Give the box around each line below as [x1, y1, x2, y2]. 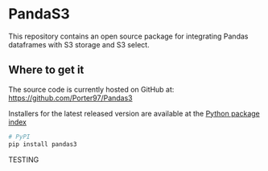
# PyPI [8, 132, 31, 140]
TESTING [8, 154, 39, 165]
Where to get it [8, 63, 85, 77]
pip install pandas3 [8, 140, 78, 149]
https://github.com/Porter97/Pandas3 [8, 93, 133, 103]
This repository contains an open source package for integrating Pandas [8, 31, 249, 41]
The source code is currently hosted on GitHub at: [8, 84, 175, 94]
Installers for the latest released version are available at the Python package [8, 108, 260, 118]
